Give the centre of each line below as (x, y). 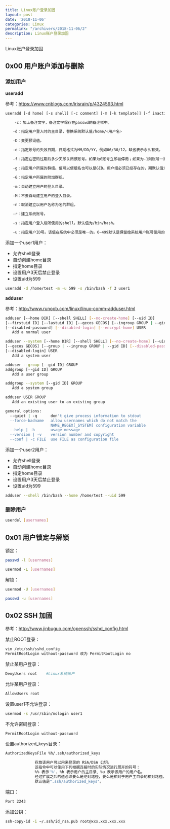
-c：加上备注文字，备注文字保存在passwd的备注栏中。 (63, 122)
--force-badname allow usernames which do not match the (73, 421)
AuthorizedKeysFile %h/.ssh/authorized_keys (53, 753)
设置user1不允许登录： (29, 704)
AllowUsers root (22, 694)
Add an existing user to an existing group (58, 402)
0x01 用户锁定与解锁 (37, 538)
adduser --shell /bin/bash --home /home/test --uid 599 (65, 496)
